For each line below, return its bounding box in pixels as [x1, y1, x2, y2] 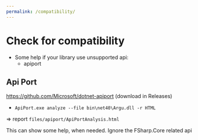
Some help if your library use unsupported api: [14, 54, 129, 61]
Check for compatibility [6, 34, 125, 47]
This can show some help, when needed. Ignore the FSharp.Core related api [6, 127, 193, 134]
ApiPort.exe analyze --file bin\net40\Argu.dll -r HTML [14, 105, 156, 111]
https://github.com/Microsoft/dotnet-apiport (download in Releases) [6, 93, 173, 100]
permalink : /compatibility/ [6, 8, 76, 15]
